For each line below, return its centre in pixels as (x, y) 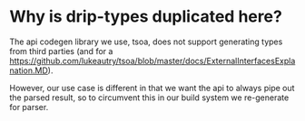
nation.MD (29, 70)
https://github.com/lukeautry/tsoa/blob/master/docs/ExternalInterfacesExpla (152, 60)
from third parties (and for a (61, 51)
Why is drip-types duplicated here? (146, 17)
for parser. (29, 107)
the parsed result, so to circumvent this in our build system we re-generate (149, 98)
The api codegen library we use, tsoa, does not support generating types (146, 42)
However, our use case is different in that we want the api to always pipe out (152, 88)
